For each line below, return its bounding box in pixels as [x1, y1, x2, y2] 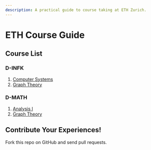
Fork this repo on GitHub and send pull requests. [5, 139, 107, 145]
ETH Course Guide [5, 29, 85, 41]
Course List [5, 49, 43, 58]
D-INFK [5, 64, 24, 71]
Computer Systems [12, 76, 53, 82]
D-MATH [5, 94, 27, 101]
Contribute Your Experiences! [5, 126, 102, 134]
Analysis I [12, 105, 33, 111]
